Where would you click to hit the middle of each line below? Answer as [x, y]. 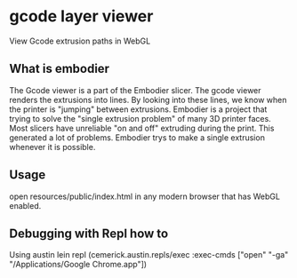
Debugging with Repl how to [89, 233]
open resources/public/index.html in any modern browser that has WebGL [144, 196]
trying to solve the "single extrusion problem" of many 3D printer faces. [140, 118]
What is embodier [59, 69]
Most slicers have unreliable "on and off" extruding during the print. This [142, 128]
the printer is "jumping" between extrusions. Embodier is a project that [138, 109]
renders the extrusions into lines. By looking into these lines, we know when [148, 99]
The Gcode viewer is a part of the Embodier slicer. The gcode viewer [135, 90]
